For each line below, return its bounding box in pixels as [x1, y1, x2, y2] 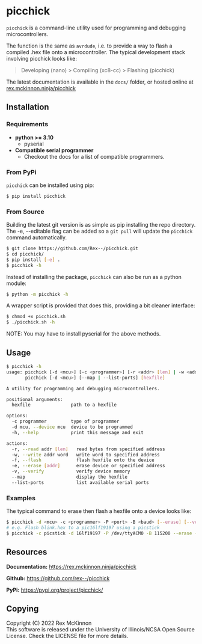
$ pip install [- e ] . [6, 257, 61, 263]
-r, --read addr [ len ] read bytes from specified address [11, 446, 165, 452]
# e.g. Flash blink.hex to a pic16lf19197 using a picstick [6, 524, 161, 530]
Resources [6, 547, 47, 557]
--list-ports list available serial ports [11, 479, 149, 485]
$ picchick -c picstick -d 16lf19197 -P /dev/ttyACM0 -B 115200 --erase [6, 530, 192, 536]
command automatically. [6, 234, 67, 241]
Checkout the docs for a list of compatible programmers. [23, 153, 165, 160]
